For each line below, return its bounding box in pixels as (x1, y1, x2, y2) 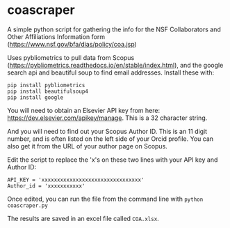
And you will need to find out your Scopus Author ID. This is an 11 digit (7, 127, 207, 135)
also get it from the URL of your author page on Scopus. (7, 142, 168, 150)
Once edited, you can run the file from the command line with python (7, 195, 204, 203)
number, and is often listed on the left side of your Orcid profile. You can (7, 135, 214, 143)
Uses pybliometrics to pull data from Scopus (7, 53, 135, 61)
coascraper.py (7, 202, 49, 209)
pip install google (7, 93, 64, 101)
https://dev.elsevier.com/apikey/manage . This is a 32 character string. (7, 114, 208, 122)
